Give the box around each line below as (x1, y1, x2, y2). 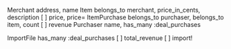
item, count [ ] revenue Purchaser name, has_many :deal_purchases (7, 21, 201, 28)
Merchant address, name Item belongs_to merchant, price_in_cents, (7, 6, 201, 14)
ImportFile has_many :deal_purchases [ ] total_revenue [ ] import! (7, 34, 193, 42)
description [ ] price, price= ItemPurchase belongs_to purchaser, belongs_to (7, 13, 224, 21)
